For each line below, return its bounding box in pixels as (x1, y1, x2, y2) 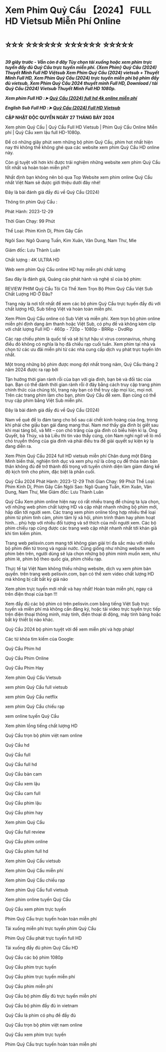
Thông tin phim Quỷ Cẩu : (5, 199, 58, 205)
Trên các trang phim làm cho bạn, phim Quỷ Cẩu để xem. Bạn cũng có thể (5, 392, 156, 398)
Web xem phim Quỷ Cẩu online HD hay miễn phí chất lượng (5, 266, 126, 272)
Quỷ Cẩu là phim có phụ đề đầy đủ (5, 1012, 76, 1019)
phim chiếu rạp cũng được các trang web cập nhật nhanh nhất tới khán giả (5, 525, 157, 531)
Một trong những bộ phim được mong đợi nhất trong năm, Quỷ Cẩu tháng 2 (5, 362, 159, 368)
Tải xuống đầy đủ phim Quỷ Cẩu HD (5, 945, 78, 951)
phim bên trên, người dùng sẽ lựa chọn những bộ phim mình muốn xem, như (5, 551, 160, 557)
